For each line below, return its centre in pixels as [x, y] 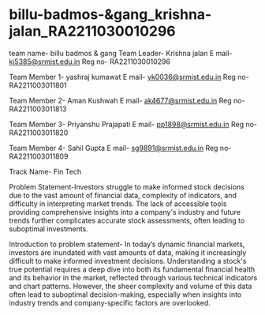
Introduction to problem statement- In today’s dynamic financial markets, [127, 244]
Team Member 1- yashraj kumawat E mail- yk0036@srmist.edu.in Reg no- [129, 77]
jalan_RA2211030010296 [92, 31]
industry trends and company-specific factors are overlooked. [110, 302]
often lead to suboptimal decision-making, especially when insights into [125, 294]
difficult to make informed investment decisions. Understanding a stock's [128, 261]
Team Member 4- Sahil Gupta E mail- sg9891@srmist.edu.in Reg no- [120, 148]
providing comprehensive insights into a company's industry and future [125, 212]
